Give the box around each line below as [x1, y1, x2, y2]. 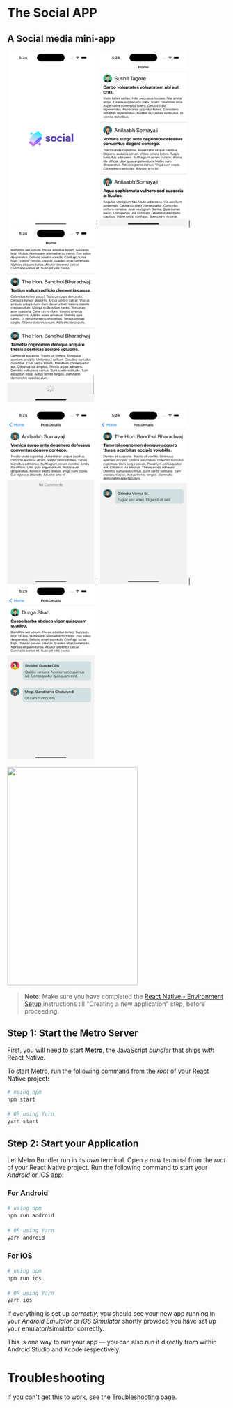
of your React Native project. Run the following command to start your [7, 1164, 208, 1171]
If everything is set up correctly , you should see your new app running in [7, 1310, 216, 1318]
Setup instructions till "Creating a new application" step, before [24, 1000, 205, 1008]
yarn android [7, 1234, 45, 1241]
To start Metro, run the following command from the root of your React [7, 1067, 209, 1075]
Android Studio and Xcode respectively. [7, 1345, 121, 1354]
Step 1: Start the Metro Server [7, 1028, 138, 1039]
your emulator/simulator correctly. [7, 1324, 105, 1333]
